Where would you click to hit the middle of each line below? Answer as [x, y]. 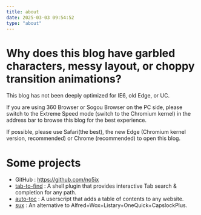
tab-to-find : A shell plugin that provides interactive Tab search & [96, 186]
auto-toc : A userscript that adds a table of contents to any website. [99, 199]
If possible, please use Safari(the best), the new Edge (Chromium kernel [96, 132]
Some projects [44, 163]
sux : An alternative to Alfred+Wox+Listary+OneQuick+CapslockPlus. [101, 205]
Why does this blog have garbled [91, 53]
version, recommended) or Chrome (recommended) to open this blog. [93, 138]
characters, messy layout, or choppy [100, 66]
